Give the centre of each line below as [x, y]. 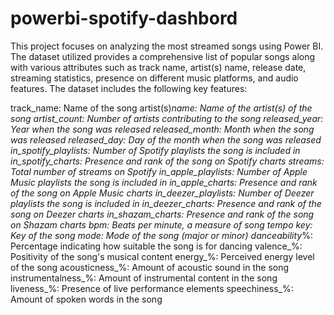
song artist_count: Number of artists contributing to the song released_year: [167, 118]
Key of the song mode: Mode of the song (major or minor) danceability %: [162, 235]
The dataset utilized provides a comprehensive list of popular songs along [163, 56]
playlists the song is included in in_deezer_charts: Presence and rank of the [166, 203]
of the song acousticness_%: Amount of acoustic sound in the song [150, 267]
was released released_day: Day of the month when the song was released [166, 139]
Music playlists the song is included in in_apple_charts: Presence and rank [164, 182]
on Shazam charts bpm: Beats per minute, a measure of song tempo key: [161, 224]
